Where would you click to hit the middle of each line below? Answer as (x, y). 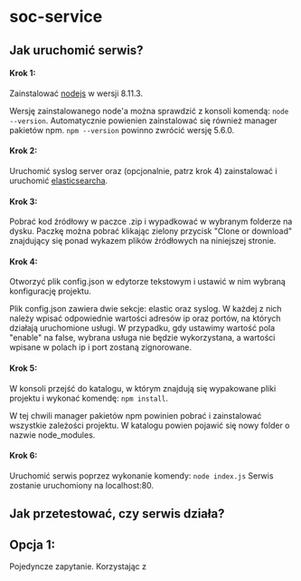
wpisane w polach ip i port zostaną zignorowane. (101, 347)
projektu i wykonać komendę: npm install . (89, 398)
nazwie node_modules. (52, 435)
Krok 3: (24, 201)
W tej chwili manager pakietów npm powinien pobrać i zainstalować (136, 415)
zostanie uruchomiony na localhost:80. (82, 485)
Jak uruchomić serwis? (76, 50)
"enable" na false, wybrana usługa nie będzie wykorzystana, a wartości (142, 338)
